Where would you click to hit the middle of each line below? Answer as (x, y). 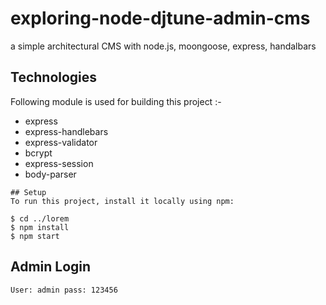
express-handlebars (66, 131)
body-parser (50, 174)
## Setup (28, 192)
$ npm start (35, 236)
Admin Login (51, 267)
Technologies (54, 77)
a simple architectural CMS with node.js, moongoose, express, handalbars (163, 46)
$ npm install (40, 227)
